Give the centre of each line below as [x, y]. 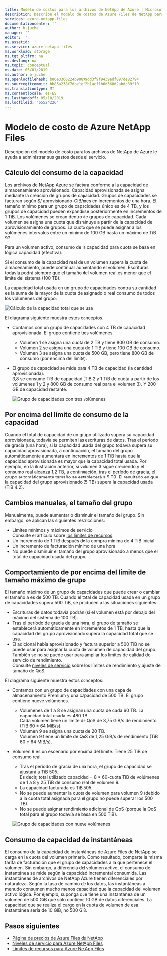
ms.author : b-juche [25, 75]
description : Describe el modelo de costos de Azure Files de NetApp [79, 14]
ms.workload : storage [28, 51]
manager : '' [17, 33]
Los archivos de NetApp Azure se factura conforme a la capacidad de [77, 185]
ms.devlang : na [21, 61]
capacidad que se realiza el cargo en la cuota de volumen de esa [72, 905]
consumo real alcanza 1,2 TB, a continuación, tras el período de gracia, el [80, 472]
